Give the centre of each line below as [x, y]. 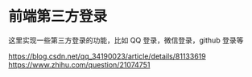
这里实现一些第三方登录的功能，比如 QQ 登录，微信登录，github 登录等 [126, 40]
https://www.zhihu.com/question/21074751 [79, 64]
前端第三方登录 [58, 16]
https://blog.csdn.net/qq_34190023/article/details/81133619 [107, 56]
